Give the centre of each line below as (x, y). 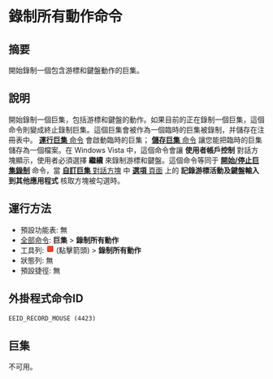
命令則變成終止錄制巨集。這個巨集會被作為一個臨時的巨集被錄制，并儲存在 (133, 129)
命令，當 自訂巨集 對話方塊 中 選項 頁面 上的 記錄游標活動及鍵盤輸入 (145, 170)
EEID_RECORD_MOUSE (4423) (52, 319)
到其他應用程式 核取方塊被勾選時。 (66, 181)
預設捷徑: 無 (40, 270)
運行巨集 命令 (61, 140)
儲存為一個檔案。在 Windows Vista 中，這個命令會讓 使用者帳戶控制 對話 (130, 150)
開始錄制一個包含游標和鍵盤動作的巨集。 (76, 70)
